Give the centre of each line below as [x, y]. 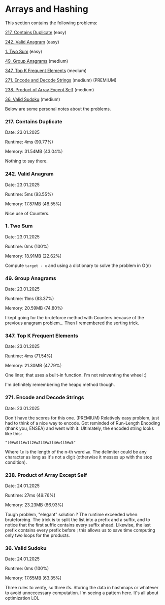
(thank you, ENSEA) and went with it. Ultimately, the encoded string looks [80, 428]
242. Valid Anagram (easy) [32, 42]
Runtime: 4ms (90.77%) [29, 142]
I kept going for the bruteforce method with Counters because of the [75, 318]
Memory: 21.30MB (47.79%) [33, 366]
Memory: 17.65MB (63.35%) [33, 578]
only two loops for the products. [38, 535]
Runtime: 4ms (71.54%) [29, 356]
